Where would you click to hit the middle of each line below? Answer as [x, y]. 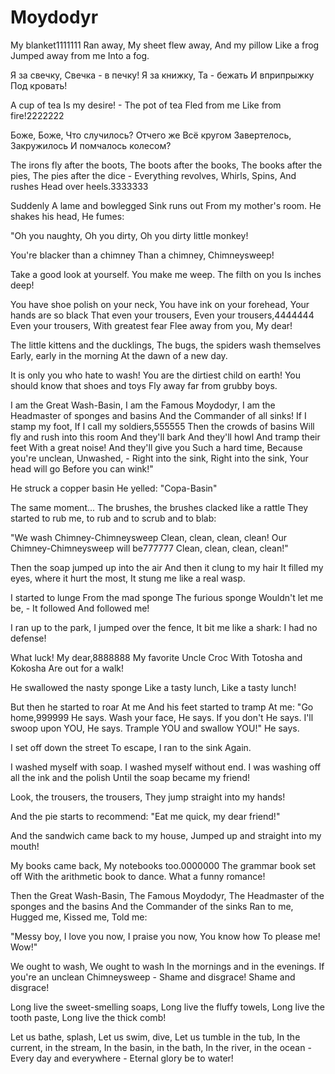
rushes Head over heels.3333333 [79, 186]
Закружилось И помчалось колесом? [91, 145]
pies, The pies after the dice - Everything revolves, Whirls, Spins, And [153, 175]
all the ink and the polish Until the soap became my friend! [130, 777]
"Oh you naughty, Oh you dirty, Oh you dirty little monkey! [129, 235]
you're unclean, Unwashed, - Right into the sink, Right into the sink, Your [159, 458]
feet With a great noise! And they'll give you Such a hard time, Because [156, 447]
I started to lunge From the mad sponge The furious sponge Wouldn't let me [167, 597]
